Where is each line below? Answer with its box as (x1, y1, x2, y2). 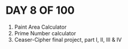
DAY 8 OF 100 (5, 4, 75, 17)
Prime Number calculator (14, 29, 76, 36)
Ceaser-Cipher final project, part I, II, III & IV (14, 36, 122, 43)
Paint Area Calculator (14, 23, 67, 30)
